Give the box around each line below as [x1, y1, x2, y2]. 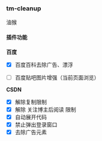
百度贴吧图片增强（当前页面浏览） [14, 74, 100, 81]
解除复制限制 [14, 98, 47, 105]
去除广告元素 [14, 128, 47, 136]
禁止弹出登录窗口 [14, 121, 58, 128]
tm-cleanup [6, 4, 41, 13]
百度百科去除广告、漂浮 [14, 61, 73, 68]
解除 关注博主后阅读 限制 [14, 105, 76, 113]
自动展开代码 [14, 113, 47, 121]
